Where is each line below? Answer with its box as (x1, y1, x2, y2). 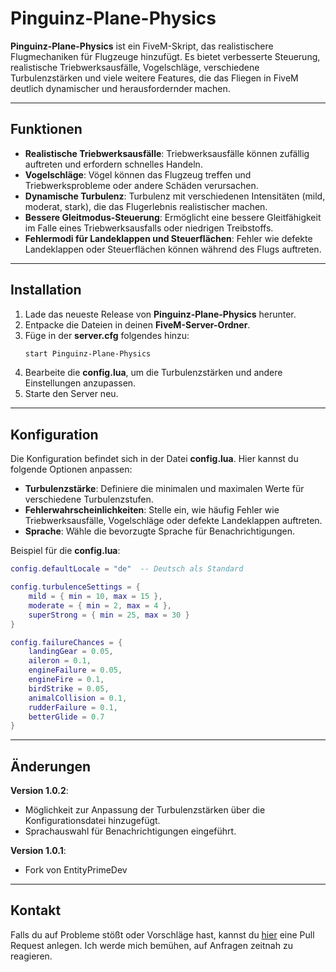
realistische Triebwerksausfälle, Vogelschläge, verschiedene (10, 61, 260, 73)
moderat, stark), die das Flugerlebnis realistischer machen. (24, 200, 268, 212)
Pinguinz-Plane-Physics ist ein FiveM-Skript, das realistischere (10, 40, 274, 52)
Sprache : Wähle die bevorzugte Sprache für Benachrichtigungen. (24, 525, 296, 537)
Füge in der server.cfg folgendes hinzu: (24, 329, 190, 341)
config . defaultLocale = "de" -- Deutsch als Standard (10, 564, 244, 574)
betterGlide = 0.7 (28, 712, 105, 722)
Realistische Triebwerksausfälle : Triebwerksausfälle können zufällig (24, 147, 310, 159)
